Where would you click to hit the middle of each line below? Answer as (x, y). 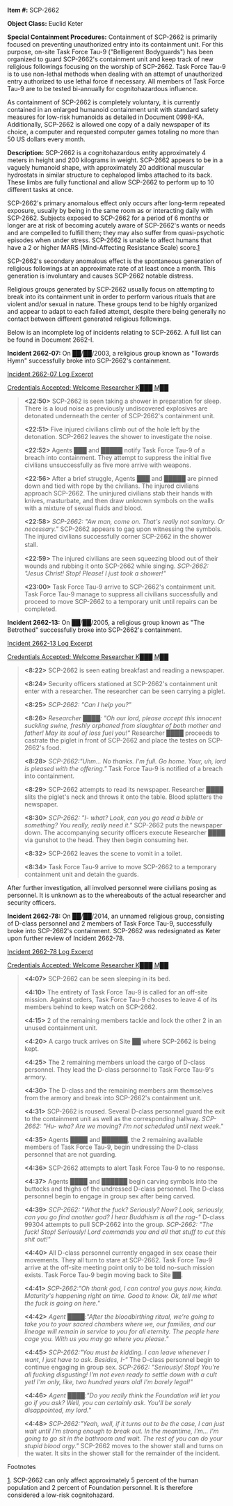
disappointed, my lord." (58, 1410)
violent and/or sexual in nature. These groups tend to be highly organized (112, 304)
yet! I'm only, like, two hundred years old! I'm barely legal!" (109, 1382)
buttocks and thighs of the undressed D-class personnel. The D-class (124, 1189)
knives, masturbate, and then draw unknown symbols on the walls (119, 501)
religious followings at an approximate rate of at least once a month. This (111, 268)
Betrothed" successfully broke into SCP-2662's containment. (95, 630)
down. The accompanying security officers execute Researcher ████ (125, 832)
